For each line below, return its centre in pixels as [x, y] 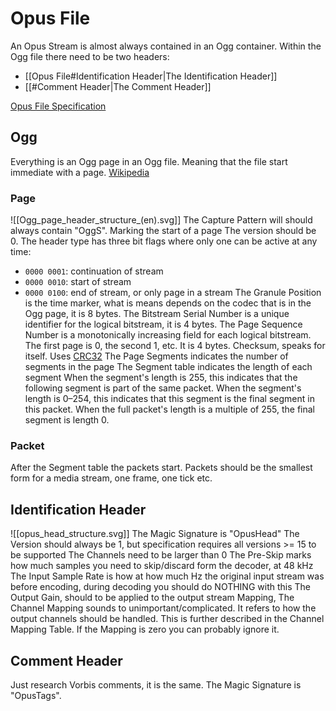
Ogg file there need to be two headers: [90, 56]
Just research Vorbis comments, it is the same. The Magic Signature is [156, 684]
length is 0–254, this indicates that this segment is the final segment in [169, 399]
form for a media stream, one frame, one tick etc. [111, 478]
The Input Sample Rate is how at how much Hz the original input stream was [167, 576]
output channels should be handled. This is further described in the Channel [167, 619]
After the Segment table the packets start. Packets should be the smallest [161, 468]
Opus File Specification [58, 106]
